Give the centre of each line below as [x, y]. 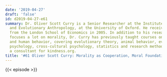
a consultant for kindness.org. [43, 51]
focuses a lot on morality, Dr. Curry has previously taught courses [83, 38]
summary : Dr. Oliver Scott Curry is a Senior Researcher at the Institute [84, 23]
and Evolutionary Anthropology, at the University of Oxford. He [79, 28]
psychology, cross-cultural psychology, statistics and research [79, 46]
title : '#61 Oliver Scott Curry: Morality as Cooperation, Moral [74, 56]
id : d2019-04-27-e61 [27, 19]
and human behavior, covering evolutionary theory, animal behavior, [83, 42]
